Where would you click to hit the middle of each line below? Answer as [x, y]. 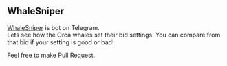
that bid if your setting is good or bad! [61, 42]
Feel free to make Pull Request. [51, 55]
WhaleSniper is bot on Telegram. [53, 27]
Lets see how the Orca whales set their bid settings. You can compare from [114, 35]
